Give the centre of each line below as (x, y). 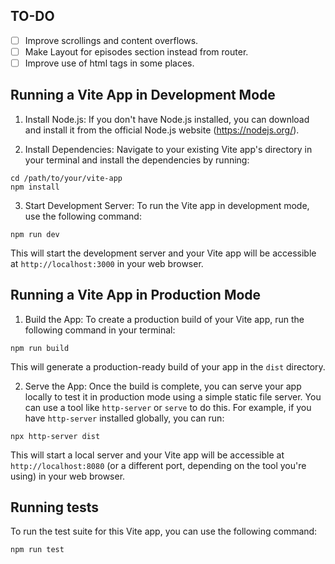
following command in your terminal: (100, 330)
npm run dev (35, 234)
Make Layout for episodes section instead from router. (136, 51)
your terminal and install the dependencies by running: (137, 160)
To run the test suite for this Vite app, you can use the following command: (164, 531)
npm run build (40, 348)
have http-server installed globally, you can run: (124, 418)
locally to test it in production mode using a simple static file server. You (173, 396)
